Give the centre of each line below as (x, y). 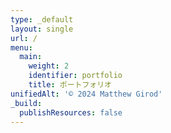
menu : (21, 47)
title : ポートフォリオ (70, 85)
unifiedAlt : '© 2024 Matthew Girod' (86, 94)
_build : (26, 103)
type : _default (42, 19)
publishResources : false (71, 112)
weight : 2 (49, 66)
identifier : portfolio (75, 76)
